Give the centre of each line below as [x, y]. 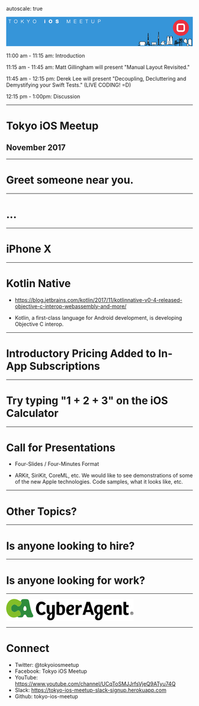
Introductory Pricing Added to [81, 353]
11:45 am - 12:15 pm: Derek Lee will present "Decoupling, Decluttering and [96, 78]
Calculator [32, 413]
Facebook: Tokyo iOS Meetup [51, 671]
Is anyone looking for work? [76, 580]
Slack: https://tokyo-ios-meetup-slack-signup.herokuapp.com [91, 690]
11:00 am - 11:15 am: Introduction [46, 55]
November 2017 [36, 148]
